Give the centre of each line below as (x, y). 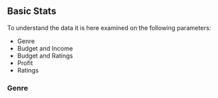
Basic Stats (32, 11)
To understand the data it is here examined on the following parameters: (109, 27)
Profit (25, 63)
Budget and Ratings (45, 56)
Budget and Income (45, 48)
